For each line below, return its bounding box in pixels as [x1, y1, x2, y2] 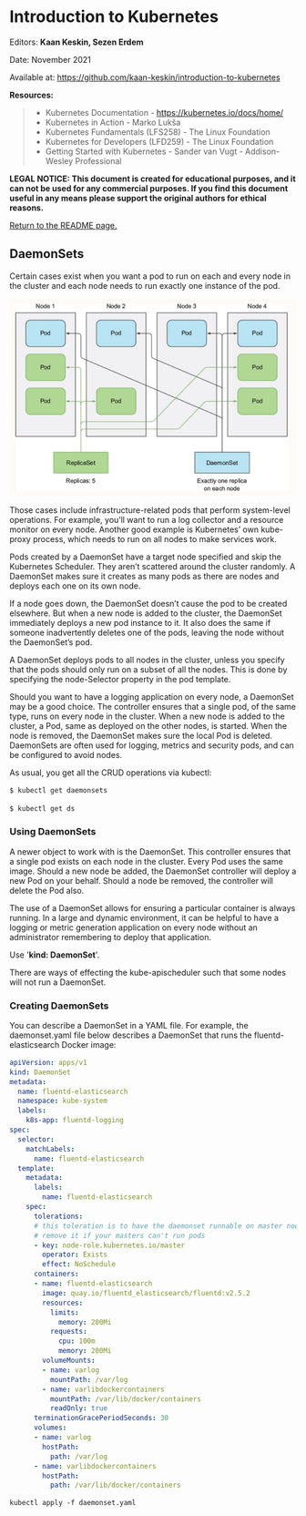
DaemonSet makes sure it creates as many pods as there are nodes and [9, 571, 280, 582]
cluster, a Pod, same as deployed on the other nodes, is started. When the [9, 721, 288, 732]
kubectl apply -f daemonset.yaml [9, 1499, 137, 1508]
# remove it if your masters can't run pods [33, 1231, 206, 1240]
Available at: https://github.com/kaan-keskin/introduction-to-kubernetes [9, 71, 280, 83]
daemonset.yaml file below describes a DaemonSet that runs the [9, 1029, 252, 1040]
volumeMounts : [42, 1356, 96, 1366]
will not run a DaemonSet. [9, 977, 107, 988]
